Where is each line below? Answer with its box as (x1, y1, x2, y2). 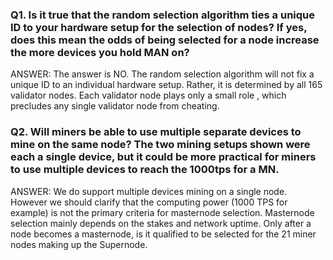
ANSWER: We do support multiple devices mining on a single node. (10, 185, 288, 197)
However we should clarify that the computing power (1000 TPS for (10, 196, 288, 208)
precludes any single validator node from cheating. (10, 100, 220, 112)
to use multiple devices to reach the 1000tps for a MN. (10, 163, 280, 177)
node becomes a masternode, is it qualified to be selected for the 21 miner (10, 228, 317, 240)
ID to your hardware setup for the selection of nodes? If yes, (10, 20, 308, 34)
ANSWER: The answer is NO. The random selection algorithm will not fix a (10, 68, 315, 80)
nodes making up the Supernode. (10, 238, 148, 250)
